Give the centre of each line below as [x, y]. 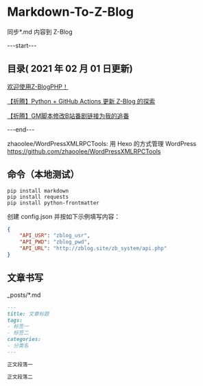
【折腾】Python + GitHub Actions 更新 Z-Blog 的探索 [81, 101]
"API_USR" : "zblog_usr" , [55, 236]
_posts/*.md [24, 295]
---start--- [22, 45]
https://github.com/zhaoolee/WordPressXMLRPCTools [84, 151]
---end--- [21, 129]
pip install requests [38, 197]
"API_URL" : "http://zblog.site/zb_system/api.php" [93, 249]
